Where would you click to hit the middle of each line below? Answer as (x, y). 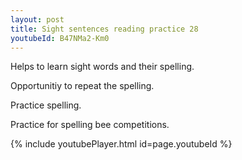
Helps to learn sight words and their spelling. (102, 67)
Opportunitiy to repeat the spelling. (82, 86)
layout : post (37, 19)
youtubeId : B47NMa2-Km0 (60, 38)
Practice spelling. (46, 105)
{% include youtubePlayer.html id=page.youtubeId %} (121, 144)
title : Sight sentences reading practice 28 (104, 29)
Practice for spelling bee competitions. (90, 125)
